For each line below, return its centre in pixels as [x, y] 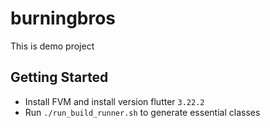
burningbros [63, 18]
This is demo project [52, 46]
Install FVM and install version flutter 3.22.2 [114, 101]
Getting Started [59, 77]
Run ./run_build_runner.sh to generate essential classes [142, 112]
